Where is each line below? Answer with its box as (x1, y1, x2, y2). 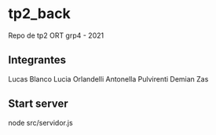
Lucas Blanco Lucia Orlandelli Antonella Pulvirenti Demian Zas (8, 74, 209, 83)
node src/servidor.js (8, 118, 73, 127)
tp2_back (8, 5, 71, 23)
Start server (8, 97, 68, 111)
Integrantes (8, 53, 67, 67)
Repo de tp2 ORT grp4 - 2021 (8, 31, 104, 40)
